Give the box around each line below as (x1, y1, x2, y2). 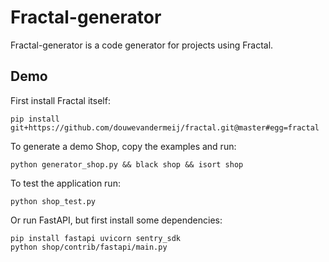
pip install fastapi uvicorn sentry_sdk (10, 233, 182, 243)
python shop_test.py (10, 196, 97, 206)
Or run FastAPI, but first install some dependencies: (10, 214, 223, 226)
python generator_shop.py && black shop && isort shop (10, 159, 244, 170)
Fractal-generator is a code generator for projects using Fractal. (10, 39, 274, 51)
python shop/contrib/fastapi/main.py (10, 242, 168, 252)
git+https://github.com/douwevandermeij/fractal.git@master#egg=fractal (10, 122, 320, 133)
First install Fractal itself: (10, 94, 111, 106)
